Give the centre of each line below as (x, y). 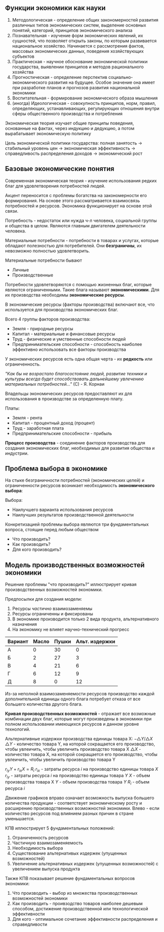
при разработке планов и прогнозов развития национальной (76, 87)
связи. (12, 211)
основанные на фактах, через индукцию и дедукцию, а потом (70, 128)
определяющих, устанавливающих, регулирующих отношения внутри (86, 108)
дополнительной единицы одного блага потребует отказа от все (73, 699)
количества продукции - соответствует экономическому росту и (74, 803)
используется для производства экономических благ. (62, 309)
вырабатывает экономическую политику (48, 133)
